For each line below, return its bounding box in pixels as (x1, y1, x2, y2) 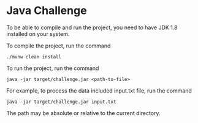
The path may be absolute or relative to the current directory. (6, 109, 161, 116)
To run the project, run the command (6, 65, 99, 72)
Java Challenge (6, 4, 87, 18)
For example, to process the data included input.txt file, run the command (6, 86, 192, 94)
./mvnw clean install (6, 54, 62, 60)
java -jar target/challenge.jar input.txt (6, 99, 116, 105)
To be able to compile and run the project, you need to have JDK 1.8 (6, 24, 178, 31)
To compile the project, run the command (6, 42, 111, 49)
